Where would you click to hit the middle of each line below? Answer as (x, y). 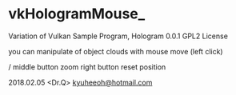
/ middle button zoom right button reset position (87, 67)
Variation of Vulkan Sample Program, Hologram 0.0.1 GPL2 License (118, 36)
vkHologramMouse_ (77, 14)
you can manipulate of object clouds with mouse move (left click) (116, 51)
